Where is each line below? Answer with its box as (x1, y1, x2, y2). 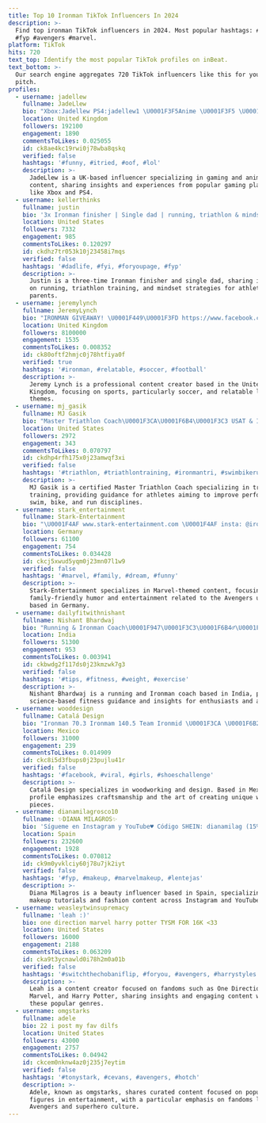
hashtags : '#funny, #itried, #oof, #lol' (22, 159, 161, 167)
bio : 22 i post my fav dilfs (22, 1021, 119, 1029)
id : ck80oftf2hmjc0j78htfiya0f (22, 351, 126, 359)
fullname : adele (22, 1014, 77, 1022)
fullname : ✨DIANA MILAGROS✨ (22, 815, 118, 823)
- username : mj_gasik (15, 402, 87, 411)
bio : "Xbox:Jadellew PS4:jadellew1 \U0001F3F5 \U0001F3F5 (22, 108, 236, 116)
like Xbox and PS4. (28, 188, 93, 197)
